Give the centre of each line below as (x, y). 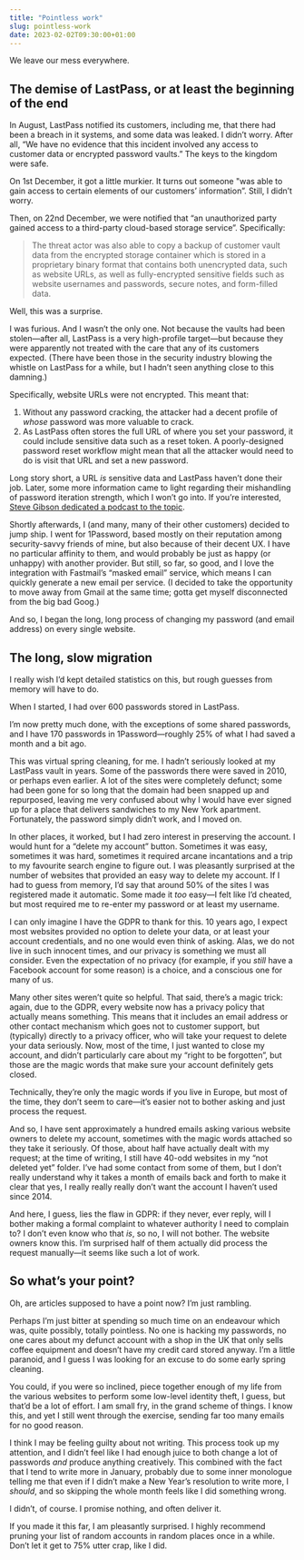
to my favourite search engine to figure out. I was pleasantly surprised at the (152, 865)
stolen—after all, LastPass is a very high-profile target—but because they (147, 339)
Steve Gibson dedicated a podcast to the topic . (98, 507)
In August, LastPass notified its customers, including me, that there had (143, 125)
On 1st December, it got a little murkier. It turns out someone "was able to (146, 182)
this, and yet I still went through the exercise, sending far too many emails (147, 1415)
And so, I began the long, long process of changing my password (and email (152, 619)
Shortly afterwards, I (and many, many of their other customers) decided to (150, 525)
